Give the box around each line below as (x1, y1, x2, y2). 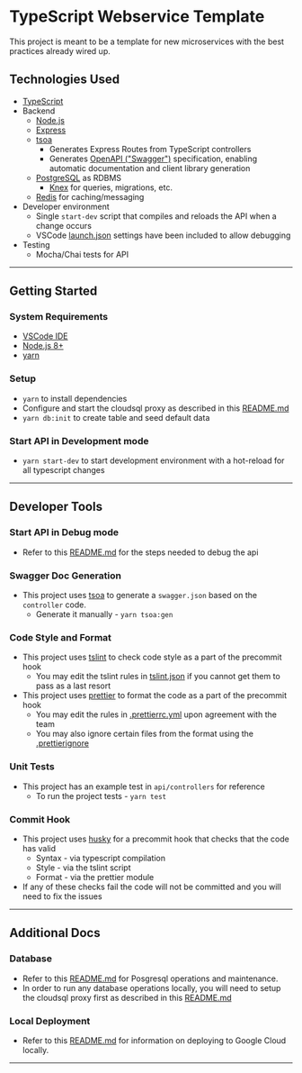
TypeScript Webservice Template (9, 6, 265, 27)
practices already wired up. (9, 45, 111, 56)
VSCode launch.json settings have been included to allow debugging (35, 230, 291, 241)
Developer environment (22, 201, 110, 212)
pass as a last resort (35, 680, 111, 691)
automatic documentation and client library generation (49, 162, 251, 173)
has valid (22, 842, 57, 853)
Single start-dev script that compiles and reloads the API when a (35, 210, 277, 222)
